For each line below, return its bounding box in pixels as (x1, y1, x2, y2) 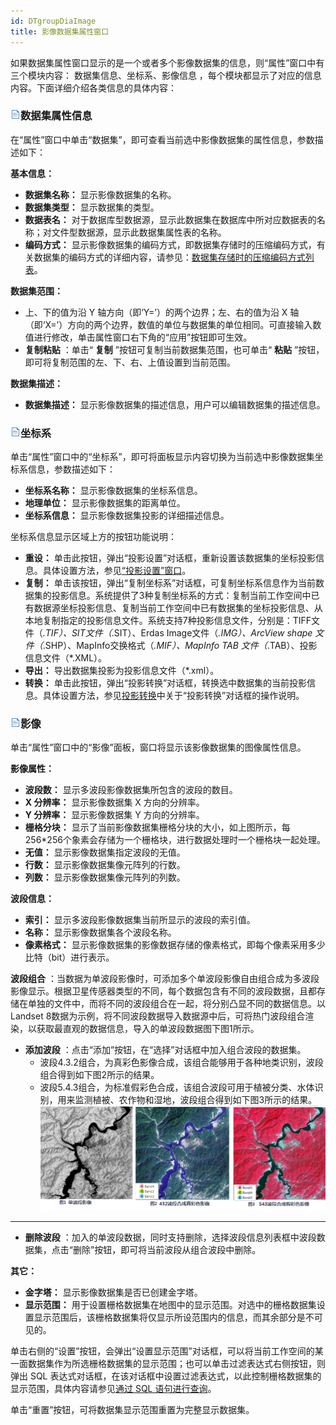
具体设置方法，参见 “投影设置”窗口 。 (42, 565, 192, 577)
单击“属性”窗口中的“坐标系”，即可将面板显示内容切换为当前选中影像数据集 (10, 451, 315, 463)
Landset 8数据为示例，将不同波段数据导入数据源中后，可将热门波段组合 (10, 1010, 306, 1022)
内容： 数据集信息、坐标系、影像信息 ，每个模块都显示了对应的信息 (44, 69, 322, 81)
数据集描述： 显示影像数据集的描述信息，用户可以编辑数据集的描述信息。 (24, 398, 326, 410)
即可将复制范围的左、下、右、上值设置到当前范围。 (24, 356, 236, 368)
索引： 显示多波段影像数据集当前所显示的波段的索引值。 (24, 914, 256, 926)
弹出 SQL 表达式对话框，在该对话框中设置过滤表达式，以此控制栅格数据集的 (10, 1370, 322, 1382)
